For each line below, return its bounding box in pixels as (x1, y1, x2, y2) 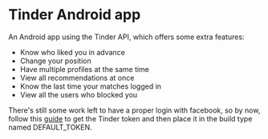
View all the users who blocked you (19, 89, 138, 99)
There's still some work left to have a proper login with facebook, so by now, (8, 105, 261, 115)
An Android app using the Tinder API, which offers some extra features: (8, 32, 245, 42)
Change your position (19, 56, 91, 66)
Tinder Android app (8, 6, 141, 24)
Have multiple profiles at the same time (19, 64, 150, 73)
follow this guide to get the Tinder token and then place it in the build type (8, 113, 253, 123)
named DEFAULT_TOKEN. (8, 122, 92, 132)
